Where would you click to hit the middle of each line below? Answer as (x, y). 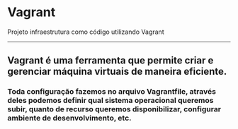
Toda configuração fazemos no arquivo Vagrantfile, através (112, 92)
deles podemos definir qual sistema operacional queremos (110, 101)
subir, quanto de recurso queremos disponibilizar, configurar (114, 109)
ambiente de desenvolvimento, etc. (69, 118)
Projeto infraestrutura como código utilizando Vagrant (86, 32)
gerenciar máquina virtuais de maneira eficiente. (117, 72)
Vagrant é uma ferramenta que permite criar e (110, 61)
